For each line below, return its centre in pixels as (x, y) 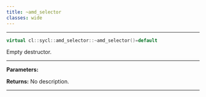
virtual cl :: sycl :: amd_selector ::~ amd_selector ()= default (82, 41)
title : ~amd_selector (34, 12)
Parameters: (22, 70)
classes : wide (25, 18)
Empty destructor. (29, 52)
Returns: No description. (38, 82)
